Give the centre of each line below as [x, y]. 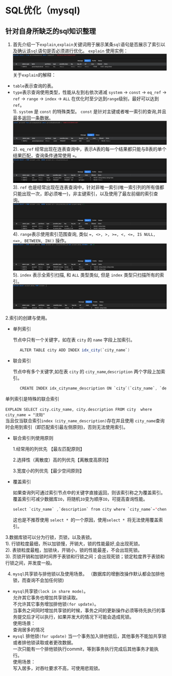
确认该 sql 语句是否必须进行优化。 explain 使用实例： [73, 51]
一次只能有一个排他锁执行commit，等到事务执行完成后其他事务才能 [83, 649]
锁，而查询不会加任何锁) [38, 580]
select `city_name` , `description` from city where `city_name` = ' [85, 510]
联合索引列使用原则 [33, 438]
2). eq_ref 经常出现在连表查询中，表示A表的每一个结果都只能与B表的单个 [90, 149]
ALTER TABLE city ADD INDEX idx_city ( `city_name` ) [75, 350]
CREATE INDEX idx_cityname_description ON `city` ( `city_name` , [89, 388]
